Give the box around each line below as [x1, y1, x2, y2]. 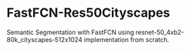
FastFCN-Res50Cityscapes [6, 5, 170, 21]
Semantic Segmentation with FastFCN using [6, 28, 134, 36]
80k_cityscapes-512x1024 [6, 35, 82, 43]
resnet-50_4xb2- [135, 28, 184, 36]
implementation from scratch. [83, 35, 170, 43]
